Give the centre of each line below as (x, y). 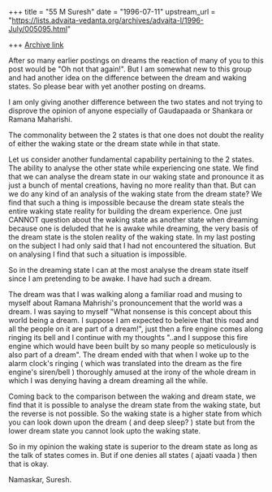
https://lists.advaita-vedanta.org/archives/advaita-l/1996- (108, 20)
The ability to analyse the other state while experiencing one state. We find (134, 168)
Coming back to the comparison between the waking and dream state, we (132, 396)
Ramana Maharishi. (41, 119)
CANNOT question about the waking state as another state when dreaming (133, 220)
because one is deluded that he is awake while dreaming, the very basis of (133, 228)
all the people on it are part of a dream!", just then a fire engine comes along (136, 329)
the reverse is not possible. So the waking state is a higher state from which (135, 414)
